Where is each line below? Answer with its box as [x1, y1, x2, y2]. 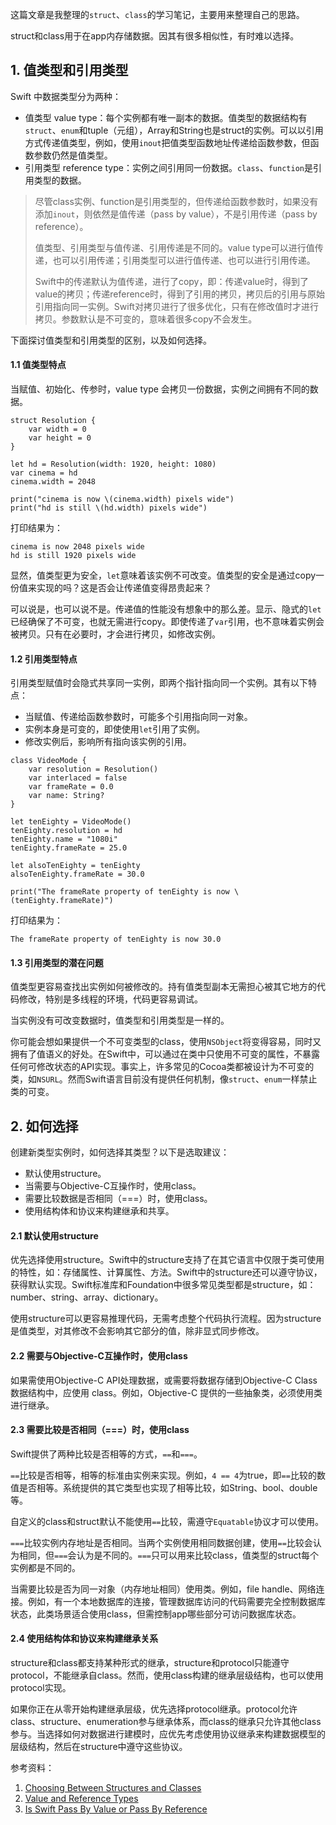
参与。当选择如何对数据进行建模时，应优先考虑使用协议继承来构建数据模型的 [10, 1728, 326, 1740]
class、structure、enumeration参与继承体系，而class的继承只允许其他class [10, 1716, 322, 1728]
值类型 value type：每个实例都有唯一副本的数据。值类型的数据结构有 [24, 111, 308, 123]
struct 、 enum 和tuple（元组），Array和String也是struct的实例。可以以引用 [24, 124, 324, 136]
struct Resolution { [10, 416, 97, 426]
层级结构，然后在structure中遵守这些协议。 [10, 1741, 188, 1753]
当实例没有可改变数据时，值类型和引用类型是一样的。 [10, 1014, 230, 1027]
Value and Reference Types [24, 1793, 139, 1805]
